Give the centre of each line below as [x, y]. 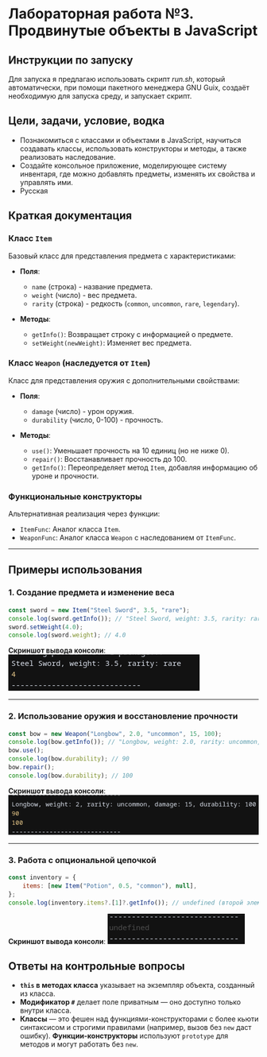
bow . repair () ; [32, 768]
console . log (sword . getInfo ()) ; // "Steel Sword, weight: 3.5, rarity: [128, 618]
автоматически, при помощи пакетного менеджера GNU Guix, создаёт [129, 87]
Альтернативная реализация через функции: [84, 514]
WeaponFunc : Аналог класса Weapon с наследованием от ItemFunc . [128, 538]
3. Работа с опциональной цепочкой [82, 860]
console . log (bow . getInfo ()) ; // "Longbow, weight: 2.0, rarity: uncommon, [135, 742]
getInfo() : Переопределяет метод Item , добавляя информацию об [145, 467]
